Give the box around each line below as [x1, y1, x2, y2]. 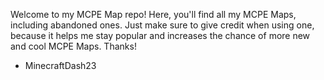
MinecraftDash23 [24, 60, 97, 71]
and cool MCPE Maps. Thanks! [10, 40, 137, 52]
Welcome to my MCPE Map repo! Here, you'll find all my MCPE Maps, [10, 9, 297, 20]
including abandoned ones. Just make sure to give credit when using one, [10, 19, 315, 31]
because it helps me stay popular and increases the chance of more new [10, 30, 311, 41]
